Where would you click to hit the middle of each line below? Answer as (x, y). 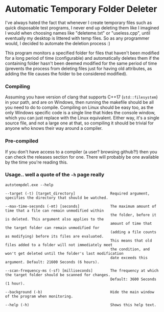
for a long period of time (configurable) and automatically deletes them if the (82, 58)
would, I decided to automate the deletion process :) (58, 43)
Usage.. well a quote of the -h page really (55, 175)
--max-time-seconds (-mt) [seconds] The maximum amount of (81, 206)
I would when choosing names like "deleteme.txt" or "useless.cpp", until (78, 33)
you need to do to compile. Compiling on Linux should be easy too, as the (79, 108)
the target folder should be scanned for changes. (58, 275)
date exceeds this (129, 258)
